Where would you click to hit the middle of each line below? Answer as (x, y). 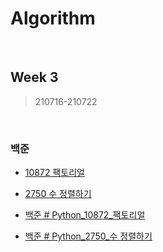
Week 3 (34, 77)
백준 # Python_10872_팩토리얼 (85, 215)
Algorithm (53, 18)
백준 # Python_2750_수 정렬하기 (88, 236)
